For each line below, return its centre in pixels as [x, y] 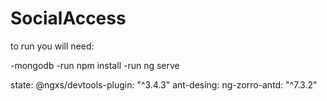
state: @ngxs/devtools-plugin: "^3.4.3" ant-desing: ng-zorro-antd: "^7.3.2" [164, 84]
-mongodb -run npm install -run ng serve [95, 65]
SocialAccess [68, 18]
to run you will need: [52, 46]
